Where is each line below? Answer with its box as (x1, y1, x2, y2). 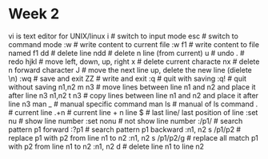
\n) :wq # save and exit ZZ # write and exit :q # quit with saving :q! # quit (8, 74, 246, 83)
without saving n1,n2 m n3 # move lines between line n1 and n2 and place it (8, 81, 256, 92)
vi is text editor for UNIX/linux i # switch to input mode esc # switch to (8, 31, 238, 41)
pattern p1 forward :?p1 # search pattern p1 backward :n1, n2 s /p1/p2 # (8, 125, 242, 134)
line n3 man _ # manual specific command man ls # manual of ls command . (8, 99, 258, 109)
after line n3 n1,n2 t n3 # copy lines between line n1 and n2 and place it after (8, 90, 258, 100)
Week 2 (8, 5, 60, 23)
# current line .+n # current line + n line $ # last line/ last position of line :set (8, 107, 258, 117)
